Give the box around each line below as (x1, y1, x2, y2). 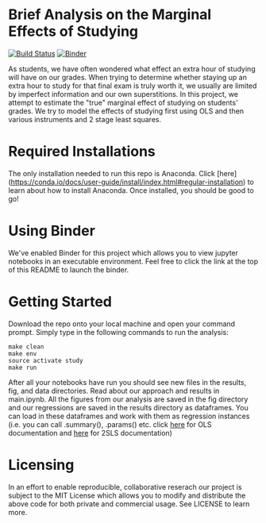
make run (8, 363, 37, 371)
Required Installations (8, 143, 156, 160)
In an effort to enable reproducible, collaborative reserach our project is (8, 482, 242, 491)
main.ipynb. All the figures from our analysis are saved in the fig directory (8, 394, 249, 404)
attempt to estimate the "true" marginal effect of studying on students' (8, 98, 238, 107)
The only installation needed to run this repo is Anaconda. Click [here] (8, 168, 237, 178)
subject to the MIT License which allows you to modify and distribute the (8, 490, 246, 500)
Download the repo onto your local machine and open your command (8, 319, 236, 329)
